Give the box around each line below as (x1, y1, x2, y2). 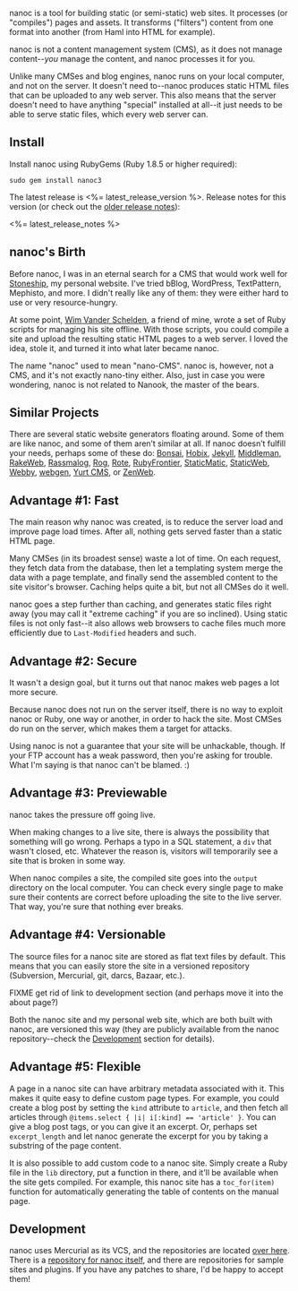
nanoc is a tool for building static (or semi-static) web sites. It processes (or (9, 8, 288, 18)
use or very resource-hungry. (9, 297, 118, 307)
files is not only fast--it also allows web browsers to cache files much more (9, 618, 286, 629)
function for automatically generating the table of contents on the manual (9, 1186, 279, 1197)
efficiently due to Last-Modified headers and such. (9, 627, 197, 639)
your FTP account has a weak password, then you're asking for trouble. (9, 750, 273, 761)
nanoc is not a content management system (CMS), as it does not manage (9, 44, 283, 55)
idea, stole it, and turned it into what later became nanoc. (9, 342, 220, 353)
